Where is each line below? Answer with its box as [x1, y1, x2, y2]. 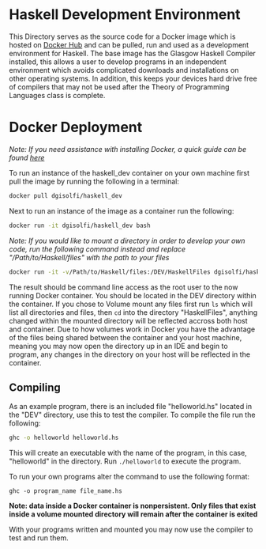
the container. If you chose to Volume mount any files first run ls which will [9, 299, 253, 309]
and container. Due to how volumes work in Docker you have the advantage [9, 324, 256, 334]
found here [9, 153, 45, 162]
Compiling [9, 381, 62, 394]
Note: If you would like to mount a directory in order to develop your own [9, 236, 245, 245]
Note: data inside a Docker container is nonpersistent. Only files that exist [9, 501, 257, 511]
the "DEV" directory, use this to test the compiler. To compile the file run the [9, 410, 256, 420]
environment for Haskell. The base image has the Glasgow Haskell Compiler [9, 48, 256, 58]
